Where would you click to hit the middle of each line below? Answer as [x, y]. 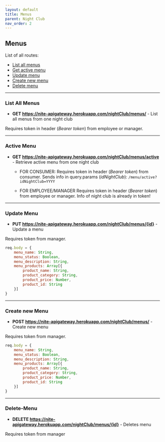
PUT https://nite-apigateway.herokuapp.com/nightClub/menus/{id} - [85, 224]
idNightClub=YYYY [37, 181]
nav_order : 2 [18, 23]
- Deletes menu [136, 424]
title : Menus [18, 14]
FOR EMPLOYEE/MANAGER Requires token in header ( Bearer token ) [88, 191]
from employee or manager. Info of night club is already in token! [85, 196]
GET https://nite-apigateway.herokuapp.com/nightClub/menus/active [86, 157]
